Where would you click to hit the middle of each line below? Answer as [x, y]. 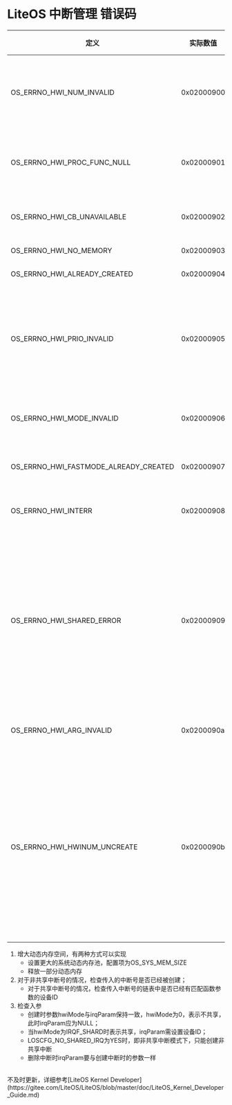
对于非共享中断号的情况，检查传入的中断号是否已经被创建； [102, 980]
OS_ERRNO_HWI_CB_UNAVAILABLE [68, 216]
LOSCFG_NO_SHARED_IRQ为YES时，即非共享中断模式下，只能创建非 [126, 1040]
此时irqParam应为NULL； [64, 1023]
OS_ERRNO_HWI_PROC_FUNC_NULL [71, 162]
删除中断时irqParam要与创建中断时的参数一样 [92, 1057]
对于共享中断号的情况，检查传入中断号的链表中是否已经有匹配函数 [121, 988]
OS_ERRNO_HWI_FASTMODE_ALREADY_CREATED [93, 466]
